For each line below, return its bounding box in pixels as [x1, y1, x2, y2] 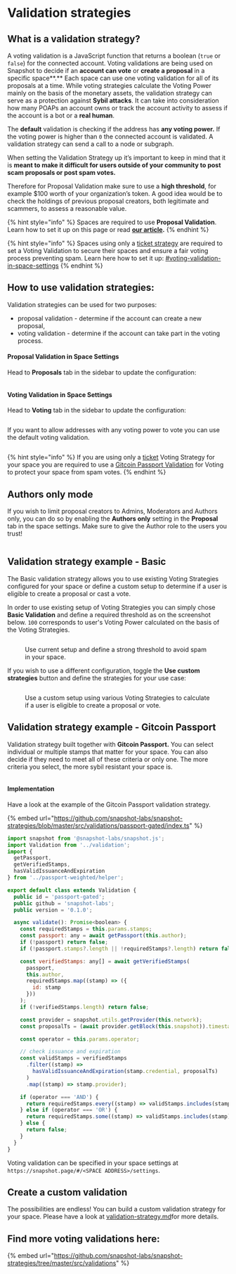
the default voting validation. [7, 434, 90, 442]
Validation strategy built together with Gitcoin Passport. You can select [7, 740, 214, 748]
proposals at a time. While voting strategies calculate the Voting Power [7, 82, 212, 89]
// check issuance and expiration [20, 1048, 121, 1055]
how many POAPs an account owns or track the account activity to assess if [7, 104, 228, 112]
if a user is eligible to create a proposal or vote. [25, 701, 162, 709]
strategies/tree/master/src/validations [7, 1259, 117, 1268]
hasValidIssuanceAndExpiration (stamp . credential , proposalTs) [32, 1068, 218, 1075]
